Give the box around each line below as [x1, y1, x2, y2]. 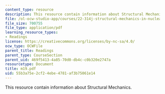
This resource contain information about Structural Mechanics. [5, 84, 132, 90]
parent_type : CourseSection [5, 52, 63, 58]
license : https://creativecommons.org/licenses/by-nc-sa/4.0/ [5, 39, 135, 44]
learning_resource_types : [5, 30, 58, 35]
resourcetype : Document [5, 62, 54, 67]
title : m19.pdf [5, 67, 36, 71]
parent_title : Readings [5, 48, 54, 53]
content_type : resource [5, 7, 54, 12]
